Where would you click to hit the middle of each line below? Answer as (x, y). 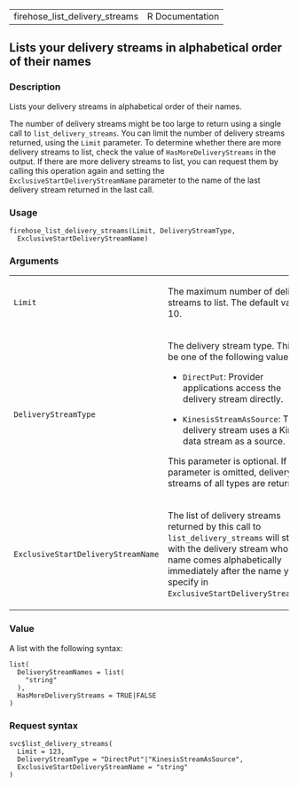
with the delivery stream (218, 549)
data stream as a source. (234, 441)
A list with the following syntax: (66, 648)
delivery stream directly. (233, 399)
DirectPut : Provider (223, 377)
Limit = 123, (41, 752)
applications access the (232, 388)
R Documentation (183, 16)
